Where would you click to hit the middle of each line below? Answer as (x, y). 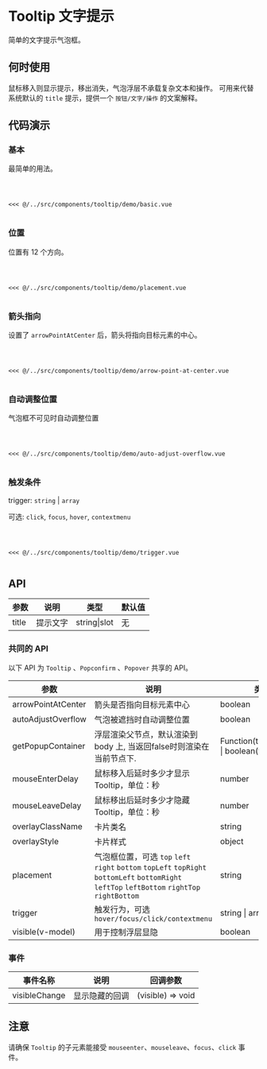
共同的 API (29, 649)
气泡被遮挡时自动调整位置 (142, 719)
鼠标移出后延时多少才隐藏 (142, 800)
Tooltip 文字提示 (61, 16)
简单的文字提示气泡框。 (46, 40)
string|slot (95, 622)
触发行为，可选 (122, 909)
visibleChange (39, 996)
